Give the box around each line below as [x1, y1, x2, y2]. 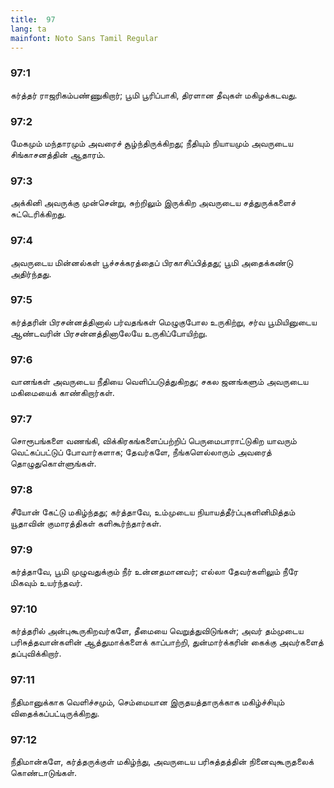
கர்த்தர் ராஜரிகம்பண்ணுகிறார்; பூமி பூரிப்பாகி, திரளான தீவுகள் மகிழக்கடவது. [10, 89, 298, 101]
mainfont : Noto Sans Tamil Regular [10, 33, 159, 43]
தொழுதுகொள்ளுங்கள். [10, 457, 97, 470]
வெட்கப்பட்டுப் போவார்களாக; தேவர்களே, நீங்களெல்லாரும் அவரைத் [10, 446, 272, 458]
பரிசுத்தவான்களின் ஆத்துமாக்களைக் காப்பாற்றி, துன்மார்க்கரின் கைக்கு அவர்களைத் [10, 636, 324, 648]
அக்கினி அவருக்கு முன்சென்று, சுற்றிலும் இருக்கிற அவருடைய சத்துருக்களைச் [10, 197, 297, 209]
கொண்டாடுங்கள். [10, 766, 78, 778]
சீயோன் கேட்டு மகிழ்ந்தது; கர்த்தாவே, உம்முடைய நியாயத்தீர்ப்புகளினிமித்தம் [10, 506, 296, 518]
